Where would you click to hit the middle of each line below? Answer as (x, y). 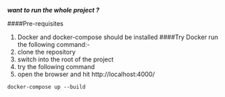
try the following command (56, 67)
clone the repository (46, 52)
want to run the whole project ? (53, 10)
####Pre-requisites (36, 23)
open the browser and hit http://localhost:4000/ (86, 74)
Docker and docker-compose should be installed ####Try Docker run (118, 37)
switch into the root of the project (65, 59)
